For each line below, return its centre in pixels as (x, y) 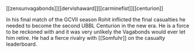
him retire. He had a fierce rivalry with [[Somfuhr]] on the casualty (86, 38)
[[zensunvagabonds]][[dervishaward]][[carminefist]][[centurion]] (85, 8)
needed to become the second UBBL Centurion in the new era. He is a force (98, 26)
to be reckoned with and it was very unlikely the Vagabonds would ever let (96, 32)
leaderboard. (22, 44)
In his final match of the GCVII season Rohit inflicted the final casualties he (96, 19)
